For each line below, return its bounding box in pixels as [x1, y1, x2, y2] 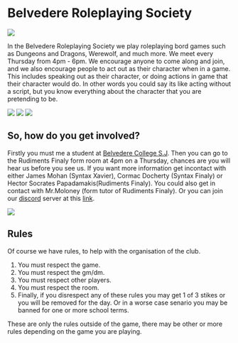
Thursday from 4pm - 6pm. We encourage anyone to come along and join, [7, 57, 225, 65]
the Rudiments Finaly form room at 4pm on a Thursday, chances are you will [7, 156, 231, 165]
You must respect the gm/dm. [17, 268, 105, 276]
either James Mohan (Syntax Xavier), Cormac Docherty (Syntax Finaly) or [7, 171, 223, 180]
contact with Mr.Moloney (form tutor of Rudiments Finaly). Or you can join [7, 186, 224, 195]
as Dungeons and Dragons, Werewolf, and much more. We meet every [7, 49, 214, 58]
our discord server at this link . [7, 194, 94, 202]
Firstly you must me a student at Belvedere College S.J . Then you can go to [7, 148, 229, 157]
